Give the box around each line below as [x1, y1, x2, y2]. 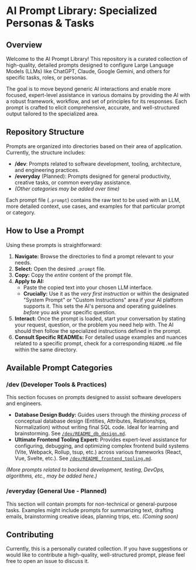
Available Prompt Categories [6, 363, 113, 373]
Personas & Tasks [6, 16, 95, 30]
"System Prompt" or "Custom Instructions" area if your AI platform [23, 296, 183, 303]
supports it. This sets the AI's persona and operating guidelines [23, 303, 177, 310]
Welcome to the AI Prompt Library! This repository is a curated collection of [6, 56, 188, 62]
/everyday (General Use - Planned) [6, 487, 107, 495]
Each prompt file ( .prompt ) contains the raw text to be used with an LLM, [6, 196, 181, 203]
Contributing [6, 530, 54, 540]
